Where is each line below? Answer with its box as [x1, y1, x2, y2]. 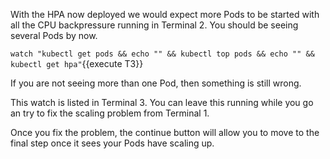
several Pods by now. [10, 30, 98, 41]
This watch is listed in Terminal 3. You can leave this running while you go [10, 97, 314, 108]
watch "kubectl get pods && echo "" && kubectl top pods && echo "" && [10, 49, 315, 59]
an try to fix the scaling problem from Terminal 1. [10, 107, 210, 119]
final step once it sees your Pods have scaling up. [10, 137, 215, 149]
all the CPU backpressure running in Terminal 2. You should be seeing [10, 19, 299, 31]
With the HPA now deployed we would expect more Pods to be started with [10, 9, 320, 20]
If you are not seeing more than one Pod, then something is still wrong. [10, 77, 302, 89]
